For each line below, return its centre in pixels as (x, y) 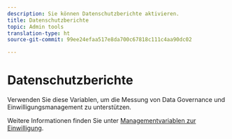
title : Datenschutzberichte (48, 20)
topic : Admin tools (36, 27)
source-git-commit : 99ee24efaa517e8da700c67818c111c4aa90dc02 (100, 40)
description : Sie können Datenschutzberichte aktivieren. (93, 14)
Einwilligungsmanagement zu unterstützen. (69, 107)
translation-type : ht (39, 33)
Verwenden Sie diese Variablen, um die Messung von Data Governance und (116, 100)
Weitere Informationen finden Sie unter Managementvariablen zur (102, 121)
